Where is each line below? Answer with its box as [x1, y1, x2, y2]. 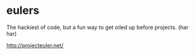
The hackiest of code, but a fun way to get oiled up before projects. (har [6, 24, 189, 31]
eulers [6, 4, 40, 18]
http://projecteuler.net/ [6, 42, 64, 49]
